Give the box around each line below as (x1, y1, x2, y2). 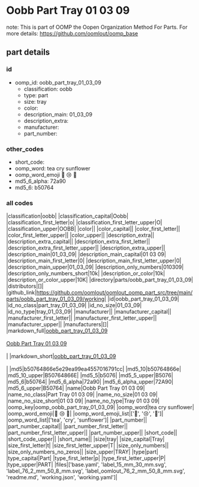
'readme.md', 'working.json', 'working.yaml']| (6, 474, 118, 481)
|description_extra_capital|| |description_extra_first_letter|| (6, 238, 150, 245)
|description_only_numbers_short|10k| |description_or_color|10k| (6, 270, 165, 277)
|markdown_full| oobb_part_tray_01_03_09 (6, 327, 108, 335)
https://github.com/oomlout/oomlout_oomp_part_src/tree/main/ (36, 289, 193, 296)
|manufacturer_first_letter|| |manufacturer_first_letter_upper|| (6, 314, 157, 321)
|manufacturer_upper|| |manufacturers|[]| (6, 321, 109, 328)
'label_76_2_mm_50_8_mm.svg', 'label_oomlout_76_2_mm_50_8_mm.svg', (6, 467, 186, 474)
